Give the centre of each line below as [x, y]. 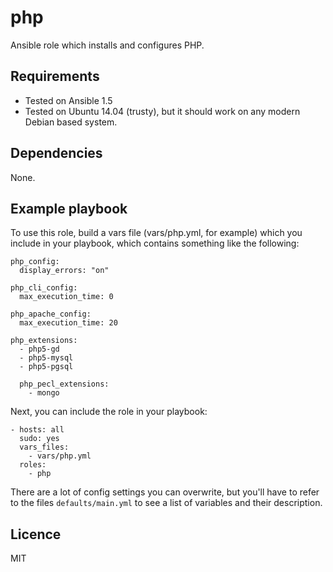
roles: [33, 465]
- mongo [44, 393]
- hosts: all [37, 430]
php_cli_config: [44, 288]
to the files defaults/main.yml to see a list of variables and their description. [166, 503]
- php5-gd [39, 349]
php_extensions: [44, 341]
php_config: [35, 262]
